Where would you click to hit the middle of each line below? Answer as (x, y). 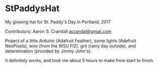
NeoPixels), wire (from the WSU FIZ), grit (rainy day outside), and (70, 46)
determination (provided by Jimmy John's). (48, 51)
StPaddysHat (32, 8)
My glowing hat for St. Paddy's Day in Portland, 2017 (58, 22)
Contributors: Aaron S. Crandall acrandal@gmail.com (58, 31)
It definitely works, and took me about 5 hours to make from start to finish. (80, 60)
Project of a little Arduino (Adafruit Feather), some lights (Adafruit (71, 41)
